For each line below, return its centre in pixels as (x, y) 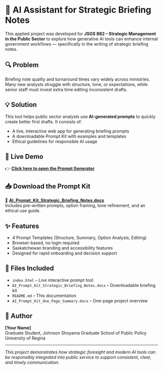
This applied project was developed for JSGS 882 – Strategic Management (81, 34)
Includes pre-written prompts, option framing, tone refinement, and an (75, 205)
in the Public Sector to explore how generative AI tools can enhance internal (81, 39)
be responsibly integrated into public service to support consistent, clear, (78, 357)
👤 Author (19, 316)
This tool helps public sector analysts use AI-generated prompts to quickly (80, 117)
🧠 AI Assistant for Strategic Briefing (78, 10)
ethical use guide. (23, 211)
